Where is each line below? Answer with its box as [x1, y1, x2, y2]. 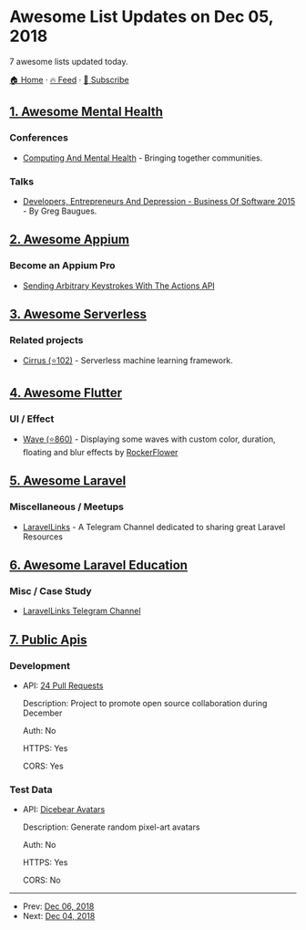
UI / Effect [9, 413, 55, 425]
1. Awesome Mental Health [9, 104, 164, 120]
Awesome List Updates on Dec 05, [9, 6, 274, 27]
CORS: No [22, 874, 61, 886]
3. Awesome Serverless [9, 307, 148, 321]
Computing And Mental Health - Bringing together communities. [22, 152, 263, 163]
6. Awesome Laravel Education [9, 558, 189, 573]
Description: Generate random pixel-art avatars [22, 821, 200, 832]
